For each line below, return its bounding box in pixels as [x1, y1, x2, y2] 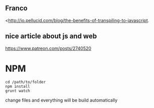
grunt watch [5, 88, 30, 93]
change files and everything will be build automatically [5, 97, 118, 103]
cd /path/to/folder [5, 79, 46, 84]
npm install [5, 84, 30, 89]
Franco [5, 4, 28, 13]
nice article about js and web [5, 32, 97, 41]
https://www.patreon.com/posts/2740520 [5, 45, 92, 51]
